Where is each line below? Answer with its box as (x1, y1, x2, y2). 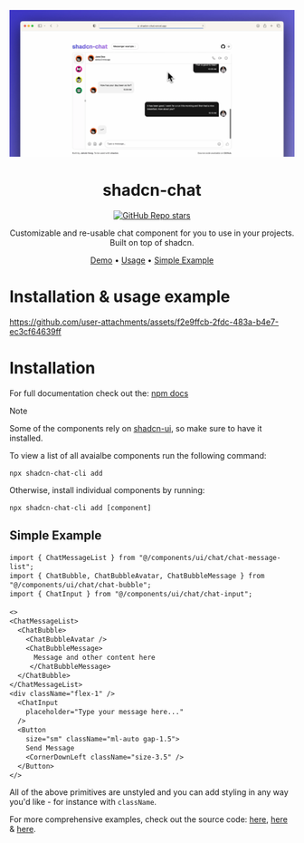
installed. (9, 432, 43, 443)
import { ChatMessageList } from (9, 553, 136, 562)
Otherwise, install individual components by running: (9, 484, 205, 495)
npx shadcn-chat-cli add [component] (9, 503, 152, 512)
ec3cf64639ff (9, 325, 62, 336)
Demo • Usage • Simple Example (90, 255, 214, 266)
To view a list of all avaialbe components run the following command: (9, 450, 267, 460)
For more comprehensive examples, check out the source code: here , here (9, 813, 288, 825)
